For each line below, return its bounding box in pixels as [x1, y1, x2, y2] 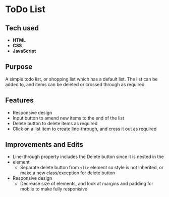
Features [5, 96, 34, 105]
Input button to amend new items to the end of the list [12, 115, 125, 121]
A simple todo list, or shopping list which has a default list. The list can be [5, 76, 158, 82]
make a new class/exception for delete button [20, 170, 115, 176]
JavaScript [12, 48, 36, 54]
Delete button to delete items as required [12, 120, 98, 126]
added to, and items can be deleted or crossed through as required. [5, 81, 146, 87]
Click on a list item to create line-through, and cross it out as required [12, 126, 157, 132]
